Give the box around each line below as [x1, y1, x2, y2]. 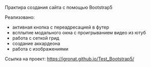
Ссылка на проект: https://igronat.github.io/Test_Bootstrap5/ [5, 56, 135, 62]
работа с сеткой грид [12, 35, 59, 41]
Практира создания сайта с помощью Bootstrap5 [5, 5, 113, 10]
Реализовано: [5, 14, 35, 20]
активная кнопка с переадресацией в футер [12, 24, 110, 30]
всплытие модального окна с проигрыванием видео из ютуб [12, 30, 146, 35]
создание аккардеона [12, 40, 60, 47]
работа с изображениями [12, 46, 69, 52]
